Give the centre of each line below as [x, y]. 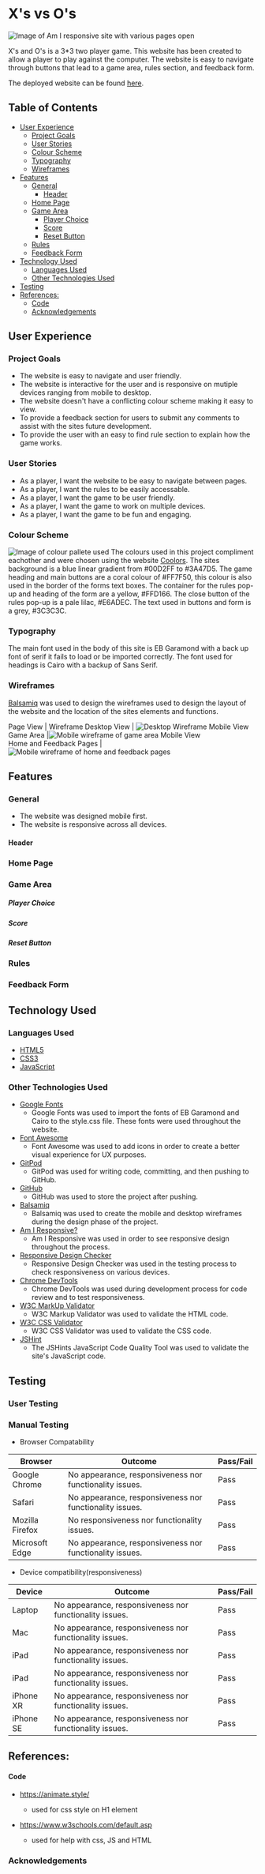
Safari [23, 1502]
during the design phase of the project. [95, 1222]
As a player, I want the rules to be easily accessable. [105, 489]
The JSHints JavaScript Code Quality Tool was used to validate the [140, 1348]
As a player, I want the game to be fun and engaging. [105, 514]
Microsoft [30, 1542]
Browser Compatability [57, 1441]
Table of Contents [53, 108]
